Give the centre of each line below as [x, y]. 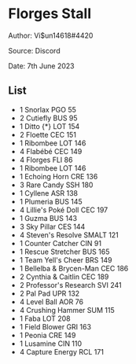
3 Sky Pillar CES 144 [52, 226]
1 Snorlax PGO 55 [48, 109]
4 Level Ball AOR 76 [51, 301]
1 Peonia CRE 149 [48, 335]
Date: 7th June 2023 [41, 66]
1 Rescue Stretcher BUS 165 [64, 252]
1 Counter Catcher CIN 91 [61, 243]
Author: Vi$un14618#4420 [51, 35]
